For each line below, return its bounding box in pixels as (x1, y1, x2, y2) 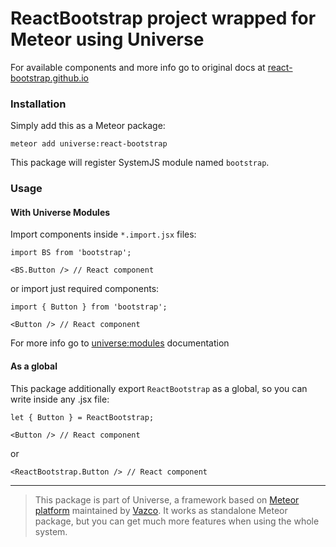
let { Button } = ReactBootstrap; (10, 412, 155, 422)
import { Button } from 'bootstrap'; (10, 302, 168, 312)
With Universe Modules (10, 206, 111, 218)
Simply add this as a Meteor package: (10, 120, 166, 132)
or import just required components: (10, 283, 160, 295)
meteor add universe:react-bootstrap (10, 139, 168, 149)
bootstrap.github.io (10, 72, 90, 84)
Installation (10, 97, 67, 111)
